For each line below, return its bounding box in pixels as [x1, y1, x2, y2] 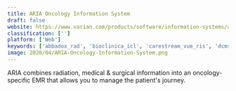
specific [7, 76, 31, 84]
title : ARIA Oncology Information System [7, 10, 131, 17]
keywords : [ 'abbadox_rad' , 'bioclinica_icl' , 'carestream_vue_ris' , [7, 43, 212, 50]
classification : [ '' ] [7, 29, 71, 37]
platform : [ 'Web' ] [7, 36, 61, 43]
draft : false [7, 17, 46, 24]
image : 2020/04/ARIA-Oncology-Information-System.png [7, 50, 169, 57]
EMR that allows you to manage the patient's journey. [32, 76, 186, 84]
